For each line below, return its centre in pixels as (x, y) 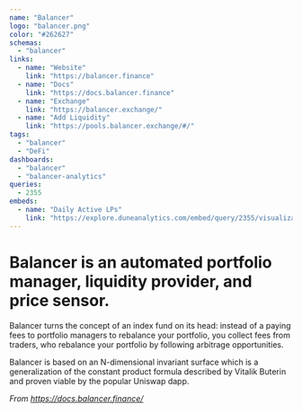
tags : (19, 135)
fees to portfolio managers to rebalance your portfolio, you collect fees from (150, 335)
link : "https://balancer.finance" (90, 76)
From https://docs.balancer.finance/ (76, 398)
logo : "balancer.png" (50, 26)
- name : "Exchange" (54, 101)
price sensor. (60, 300)
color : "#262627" (42, 34)
